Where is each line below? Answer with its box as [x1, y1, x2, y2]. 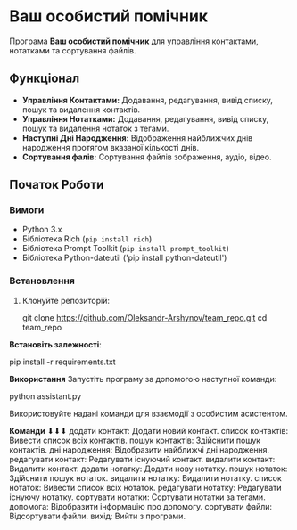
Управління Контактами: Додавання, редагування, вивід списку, [21, 94, 274, 105]
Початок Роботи [9, 177, 104, 192]
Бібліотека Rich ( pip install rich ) [21, 233, 153, 244]
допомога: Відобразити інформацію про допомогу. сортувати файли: [9, 501, 273, 511]
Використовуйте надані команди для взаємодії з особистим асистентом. [9, 408, 288, 419]
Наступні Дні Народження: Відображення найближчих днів [21, 132, 253, 143]
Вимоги [9, 204, 45, 216]
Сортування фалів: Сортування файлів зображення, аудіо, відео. [21, 151, 272, 162]
